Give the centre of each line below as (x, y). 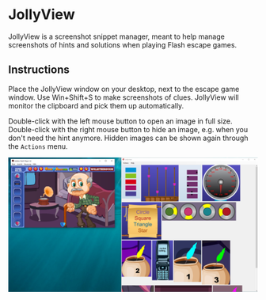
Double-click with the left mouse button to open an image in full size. (120, 121)
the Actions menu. (38, 146)
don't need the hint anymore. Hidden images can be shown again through (128, 138)
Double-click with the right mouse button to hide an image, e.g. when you (128, 129)
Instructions (39, 70)
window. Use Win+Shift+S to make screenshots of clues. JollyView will (123, 97)
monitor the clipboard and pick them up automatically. (96, 105)
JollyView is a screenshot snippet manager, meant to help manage (117, 36)
